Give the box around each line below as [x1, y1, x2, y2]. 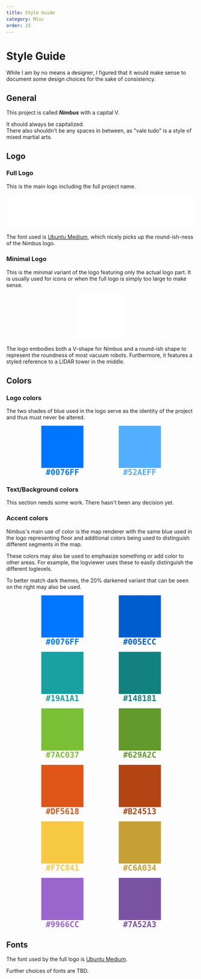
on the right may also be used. [6, 583, 82, 590]
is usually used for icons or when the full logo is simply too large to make [6, 275, 187, 282]
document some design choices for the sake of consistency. [6, 75, 156, 83]
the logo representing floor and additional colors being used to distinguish [6, 534, 190, 541]
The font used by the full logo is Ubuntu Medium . [6, 955, 128, 963]
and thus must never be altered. [6, 414, 85, 421]
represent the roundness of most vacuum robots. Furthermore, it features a [6, 351, 193, 359]
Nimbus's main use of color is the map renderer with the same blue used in [6, 527, 193, 535]
